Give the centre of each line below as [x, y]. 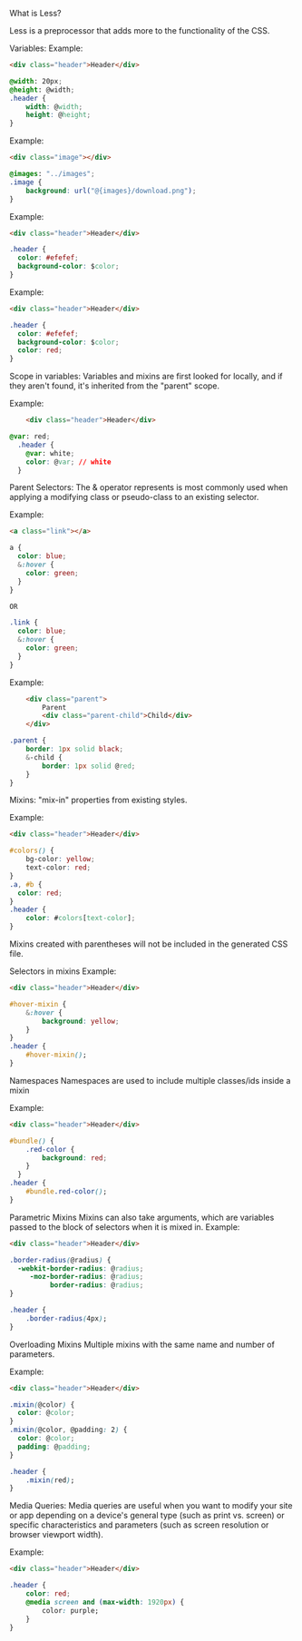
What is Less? [35, 13]
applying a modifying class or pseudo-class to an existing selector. [134, 497]
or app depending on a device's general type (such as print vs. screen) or [147, 1516]
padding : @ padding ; [54, 1447]
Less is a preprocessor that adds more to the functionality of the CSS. [140, 30]
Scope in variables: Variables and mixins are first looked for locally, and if [146, 377]
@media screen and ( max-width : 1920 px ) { [105, 1602]
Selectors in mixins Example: [63, 971]
